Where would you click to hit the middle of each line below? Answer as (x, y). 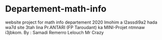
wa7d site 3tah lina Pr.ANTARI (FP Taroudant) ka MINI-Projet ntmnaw (75, 27)
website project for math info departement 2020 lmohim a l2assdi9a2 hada (81, 22)
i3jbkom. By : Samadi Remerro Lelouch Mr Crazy (55, 32)
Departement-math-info (56, 9)
